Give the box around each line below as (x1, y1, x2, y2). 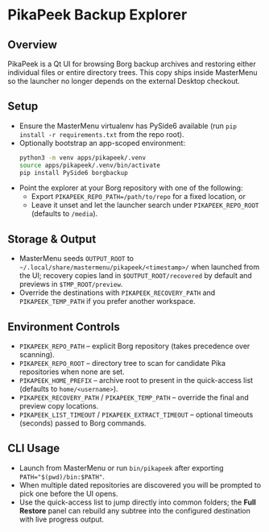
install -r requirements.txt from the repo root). (19, 129, 184, 139)
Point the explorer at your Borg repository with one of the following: (19, 183, 243, 193)
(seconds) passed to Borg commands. (19, 418, 147, 428)
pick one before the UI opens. (19, 488, 118, 498)
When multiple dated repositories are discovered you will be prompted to (19, 480, 262, 489)
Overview (7, 38, 58, 52)
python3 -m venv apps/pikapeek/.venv (19, 153, 147, 162)
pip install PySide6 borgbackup (19, 168, 128, 177)
